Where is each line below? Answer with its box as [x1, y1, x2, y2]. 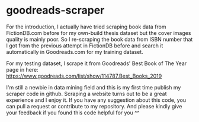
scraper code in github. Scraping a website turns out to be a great [6, 90, 167, 97]
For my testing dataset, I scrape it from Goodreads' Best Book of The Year [6, 60, 187, 67]
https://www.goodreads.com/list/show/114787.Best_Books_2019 [6, 72, 162, 79]
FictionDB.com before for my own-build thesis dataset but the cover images [6, 29, 191, 36]
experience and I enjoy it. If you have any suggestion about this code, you [6, 96, 187, 104]
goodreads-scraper [6, 4, 105, 17]
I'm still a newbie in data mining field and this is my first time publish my [6, 84, 181, 91]
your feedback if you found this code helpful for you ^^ [6, 109, 140, 116]
